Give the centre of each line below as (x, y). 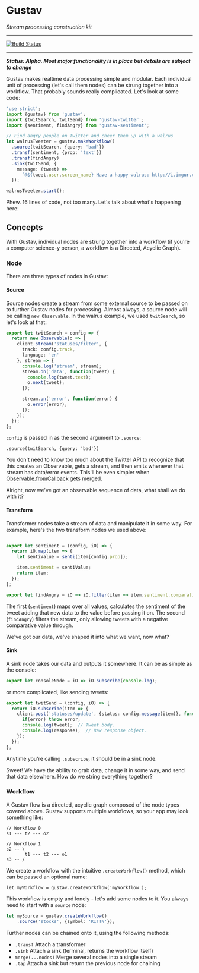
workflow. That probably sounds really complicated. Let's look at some (92, 91)
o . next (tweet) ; (46, 383)
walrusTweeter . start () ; (36, 191)
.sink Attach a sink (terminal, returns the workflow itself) (84, 950)
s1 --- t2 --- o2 (28, 833)
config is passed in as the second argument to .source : (74, 438)
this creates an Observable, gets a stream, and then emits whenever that (95, 466)
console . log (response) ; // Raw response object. (84, 731)
